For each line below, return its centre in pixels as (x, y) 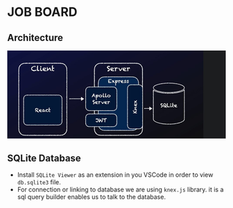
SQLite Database (44, 158)
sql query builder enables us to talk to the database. (92, 197)
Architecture (35, 38)
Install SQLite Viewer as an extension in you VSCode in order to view (115, 175)
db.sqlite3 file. (39, 182)
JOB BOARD (42, 12)
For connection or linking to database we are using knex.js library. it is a (120, 190)
